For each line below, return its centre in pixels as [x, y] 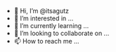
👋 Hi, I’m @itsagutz [41, 11]
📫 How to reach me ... [46, 41]
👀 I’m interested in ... [44, 18]
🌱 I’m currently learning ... [51, 26]
